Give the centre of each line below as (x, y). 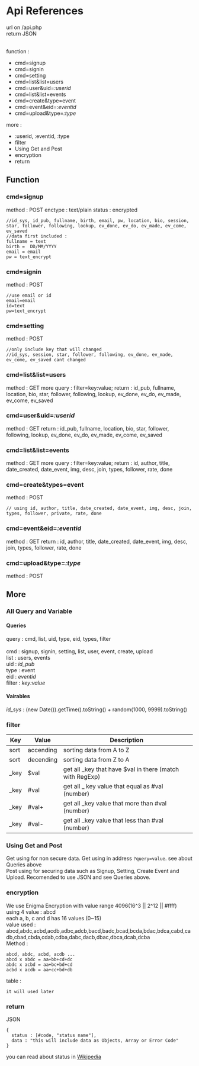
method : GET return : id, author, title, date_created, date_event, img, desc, (97, 541)
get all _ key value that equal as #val (113, 786)
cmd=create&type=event (45, 100)
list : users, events (28, 657)
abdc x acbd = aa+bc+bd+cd (39, 964)
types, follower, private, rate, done (54, 513)
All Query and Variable (39, 611)
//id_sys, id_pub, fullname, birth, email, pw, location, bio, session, (98, 220)
